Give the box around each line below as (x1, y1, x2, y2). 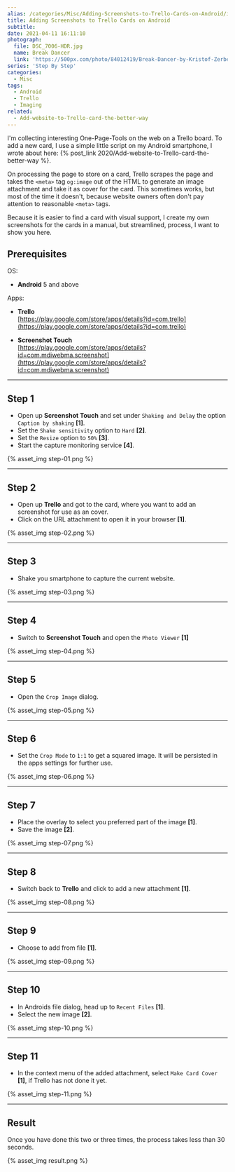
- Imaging (13, 102, 42, 109)
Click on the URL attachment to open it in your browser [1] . (17, 515, 187, 524)
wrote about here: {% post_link (7, 149, 97, 157)
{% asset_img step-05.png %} (7, 706, 94, 714)
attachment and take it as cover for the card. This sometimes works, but (7, 184, 215, 193)
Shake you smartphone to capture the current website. (17, 574, 176, 582)
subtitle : (7, 23, 36, 30)
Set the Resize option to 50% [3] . (17, 434, 110, 442)
